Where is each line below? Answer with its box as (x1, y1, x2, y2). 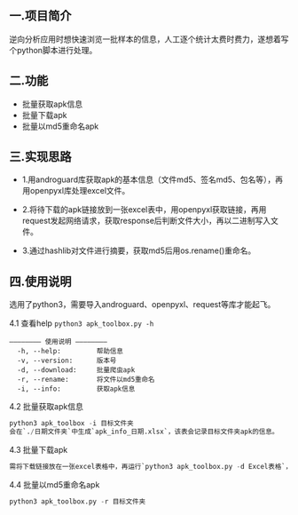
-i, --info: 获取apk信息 (17, 384, 136, 393)
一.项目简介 (9, 8, 73, 24)
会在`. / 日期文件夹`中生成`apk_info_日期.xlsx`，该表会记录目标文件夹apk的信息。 (9, 427, 279, 437)
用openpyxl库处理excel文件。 (21, 186, 130, 196)
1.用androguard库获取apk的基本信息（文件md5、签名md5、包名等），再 (21, 174, 284, 185)
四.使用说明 (9, 273, 73, 289)
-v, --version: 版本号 (17, 356, 117, 366)
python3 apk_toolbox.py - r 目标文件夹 (9, 496, 146, 506)
